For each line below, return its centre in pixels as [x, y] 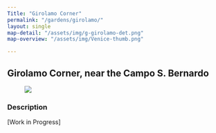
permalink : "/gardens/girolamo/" [55, 20]
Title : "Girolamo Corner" [44, 13]
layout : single [29, 26]
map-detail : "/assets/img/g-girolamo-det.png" [75, 33]
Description [27, 107]
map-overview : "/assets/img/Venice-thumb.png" [75, 39]
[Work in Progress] [34, 122]
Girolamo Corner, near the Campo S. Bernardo [108, 73]
